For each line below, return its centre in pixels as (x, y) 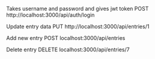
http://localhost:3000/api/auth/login (50, 15)
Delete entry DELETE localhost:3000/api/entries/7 (68, 49)
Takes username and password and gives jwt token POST (77, 9)
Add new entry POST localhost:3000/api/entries (66, 38)
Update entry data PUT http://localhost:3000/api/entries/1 (78, 27)
